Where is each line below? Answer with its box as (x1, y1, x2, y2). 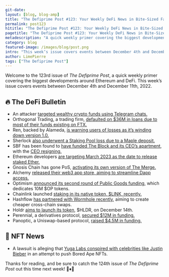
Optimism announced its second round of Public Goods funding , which (12, 180, 159, 186)
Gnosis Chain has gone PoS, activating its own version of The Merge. (12, 164, 156, 171)
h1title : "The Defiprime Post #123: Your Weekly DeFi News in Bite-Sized (5, 26, 163, 31)
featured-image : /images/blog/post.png (5, 45, 89, 50)
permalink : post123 (5, 21, 46, 27)
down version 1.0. (12, 132, 49, 138)
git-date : (5, 7, 26, 13)
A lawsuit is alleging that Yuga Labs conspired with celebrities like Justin (12, 245, 163, 251)
